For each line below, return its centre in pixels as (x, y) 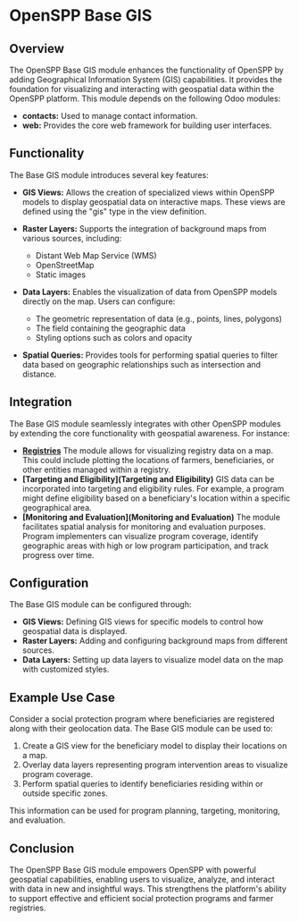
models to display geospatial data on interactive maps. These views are (154, 201)
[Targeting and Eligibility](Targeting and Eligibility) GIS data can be (148, 478)
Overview (37, 49)
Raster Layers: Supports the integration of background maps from (144, 228)
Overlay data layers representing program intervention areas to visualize (155, 765)
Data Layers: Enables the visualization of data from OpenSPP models (149, 292)
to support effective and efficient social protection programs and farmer (141, 899)
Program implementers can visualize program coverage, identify (140, 536)
